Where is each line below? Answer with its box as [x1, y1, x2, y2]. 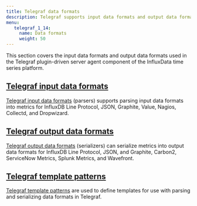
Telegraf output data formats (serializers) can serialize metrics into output [6, 142, 185, 149]
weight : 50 [19, 36, 46, 42]
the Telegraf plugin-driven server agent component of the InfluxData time [6, 58, 184, 65]
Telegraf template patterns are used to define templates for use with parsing [6, 187, 191, 194]
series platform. [6, 65, 44, 71]
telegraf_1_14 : [13, 25, 51, 31]
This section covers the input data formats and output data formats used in [6, 52, 187, 59]
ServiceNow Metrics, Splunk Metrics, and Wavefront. [6, 154, 134, 161]
